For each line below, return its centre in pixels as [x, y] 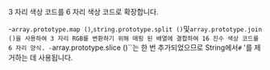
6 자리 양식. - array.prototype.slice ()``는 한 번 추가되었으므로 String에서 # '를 [130, 47]
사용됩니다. [56, 58]
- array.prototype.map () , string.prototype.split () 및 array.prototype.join [135, 29]
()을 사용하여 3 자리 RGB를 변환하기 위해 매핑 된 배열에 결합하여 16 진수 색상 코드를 [134, 39]
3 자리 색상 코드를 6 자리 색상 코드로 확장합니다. [83, 12]
